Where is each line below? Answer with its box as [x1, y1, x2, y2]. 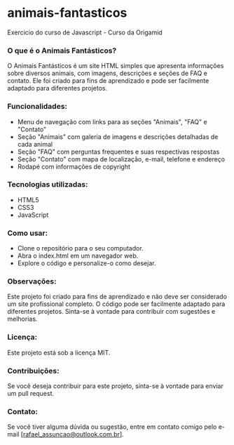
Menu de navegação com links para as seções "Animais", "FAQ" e [17, 117, 208, 126]
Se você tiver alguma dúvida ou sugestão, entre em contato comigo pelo [7, 423, 217, 431]
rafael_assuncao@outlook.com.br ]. [22, 430, 124, 439]
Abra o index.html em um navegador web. [17, 251, 139, 260]
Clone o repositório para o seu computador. [17, 244, 144, 253]
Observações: [7, 277, 57, 286]
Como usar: [7, 228, 48, 238]
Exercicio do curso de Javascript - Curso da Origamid [7, 28, 163, 36]
